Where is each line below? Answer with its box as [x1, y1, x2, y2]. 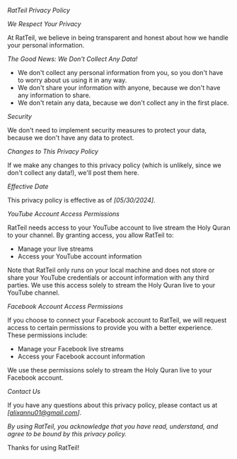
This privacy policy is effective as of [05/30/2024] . [7, 196, 156, 204]
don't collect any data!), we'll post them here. [7, 169, 139, 176]
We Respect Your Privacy [7, 20, 81, 28]
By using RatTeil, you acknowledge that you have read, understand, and [7, 422, 219, 431]
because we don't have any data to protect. [7, 134, 134, 142]
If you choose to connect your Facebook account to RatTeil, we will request [7, 316, 227, 324]
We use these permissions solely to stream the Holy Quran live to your [7, 366, 212, 374]
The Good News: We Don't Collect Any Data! [7, 55, 138, 63]
